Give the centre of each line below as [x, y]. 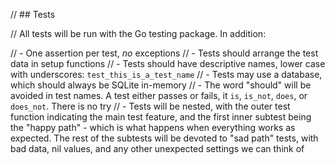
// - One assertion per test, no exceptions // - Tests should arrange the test [164, 53]
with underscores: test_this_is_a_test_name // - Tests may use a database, [166, 74]
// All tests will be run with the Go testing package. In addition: [138, 33]
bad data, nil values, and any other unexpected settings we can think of [157, 148]
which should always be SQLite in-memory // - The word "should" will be [161, 85]
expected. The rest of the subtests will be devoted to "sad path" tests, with [164, 138]
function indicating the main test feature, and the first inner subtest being [161, 117]
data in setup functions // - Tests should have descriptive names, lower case [168, 63]
